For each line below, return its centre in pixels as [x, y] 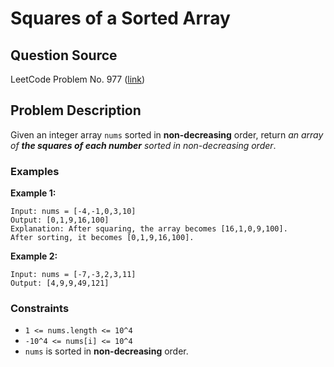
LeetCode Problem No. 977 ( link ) [78, 79]
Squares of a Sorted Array [120, 18]
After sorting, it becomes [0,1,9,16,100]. [102, 238]
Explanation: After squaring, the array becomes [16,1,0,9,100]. [149, 229]
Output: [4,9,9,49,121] [60, 283]
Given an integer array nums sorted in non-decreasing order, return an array [167, 134]
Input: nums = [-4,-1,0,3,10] [73, 212]
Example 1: [33, 193]
